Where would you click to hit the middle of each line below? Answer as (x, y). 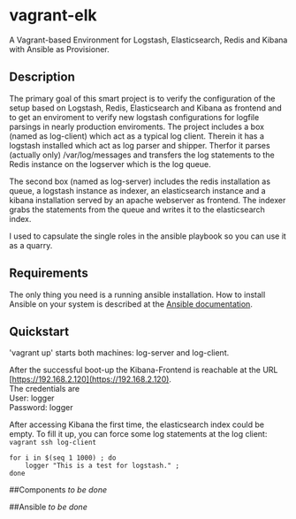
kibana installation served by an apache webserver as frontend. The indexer (148, 200)
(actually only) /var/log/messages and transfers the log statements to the (142, 155)
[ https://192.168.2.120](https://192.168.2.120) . (91, 379)
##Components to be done (58, 490)
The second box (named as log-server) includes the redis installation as (140, 181)
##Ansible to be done (49, 507)
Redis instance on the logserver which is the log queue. (110, 164)
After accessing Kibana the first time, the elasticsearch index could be (137, 424)
